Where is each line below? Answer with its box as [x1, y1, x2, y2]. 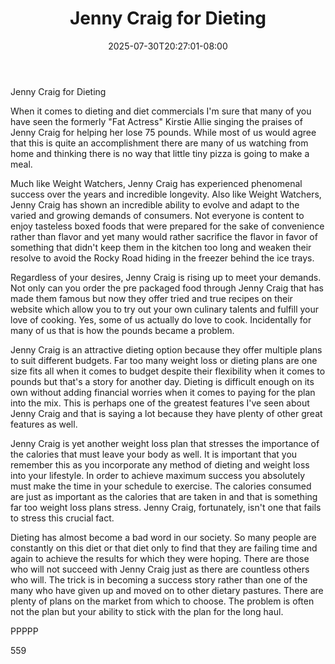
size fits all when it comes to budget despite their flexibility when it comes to [10, 365, 326, 377]
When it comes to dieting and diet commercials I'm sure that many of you [10, 105, 312, 117]
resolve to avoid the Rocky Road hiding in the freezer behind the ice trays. [10, 252, 315, 264]
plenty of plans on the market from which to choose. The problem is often [10, 595, 315, 607]
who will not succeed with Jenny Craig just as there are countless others [10, 563, 310, 575]
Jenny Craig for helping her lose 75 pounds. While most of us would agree [10, 126, 317, 138]
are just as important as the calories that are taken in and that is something [10, 490, 318, 502]
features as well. [10, 418, 78, 430]
